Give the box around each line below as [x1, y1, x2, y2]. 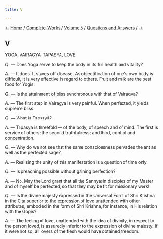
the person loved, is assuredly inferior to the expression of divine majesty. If [5, 223, 158, 229]
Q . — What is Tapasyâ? [5, 115, 52, 121]
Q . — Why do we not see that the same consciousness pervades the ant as [5, 144, 156, 150]
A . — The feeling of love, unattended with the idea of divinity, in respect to [5, 218, 155, 224]
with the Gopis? [5, 209, 37, 215]
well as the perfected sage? [5, 150, 61, 156]
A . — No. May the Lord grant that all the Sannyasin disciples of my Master [5, 178, 154, 184]
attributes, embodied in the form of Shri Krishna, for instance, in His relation [5, 203, 157, 209]
